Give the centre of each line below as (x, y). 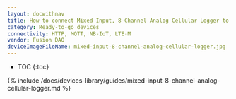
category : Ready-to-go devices (53, 27)
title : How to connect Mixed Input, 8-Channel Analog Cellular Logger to (118, 21)
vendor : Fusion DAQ (36, 40)
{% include (23, 81)
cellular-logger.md (34, 88)
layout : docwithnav (36, 14)
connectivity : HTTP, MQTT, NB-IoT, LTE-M (69, 34)
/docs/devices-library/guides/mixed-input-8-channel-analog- (130, 81)
